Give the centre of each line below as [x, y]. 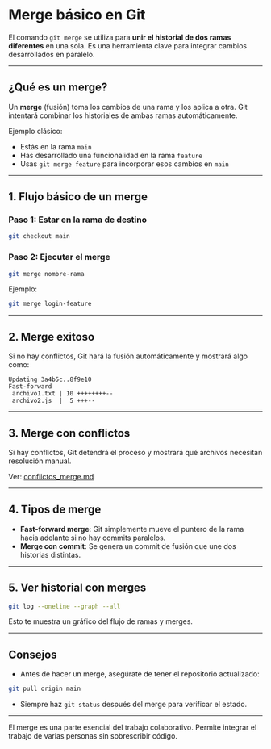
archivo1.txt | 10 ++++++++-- [63, 394]
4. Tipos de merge [55, 510]
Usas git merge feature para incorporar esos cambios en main [125, 164]
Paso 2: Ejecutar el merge [59, 257]
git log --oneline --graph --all [65, 606]
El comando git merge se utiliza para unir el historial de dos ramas [120, 37]
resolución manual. [40, 461]
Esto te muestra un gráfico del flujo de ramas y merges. [101, 621]
